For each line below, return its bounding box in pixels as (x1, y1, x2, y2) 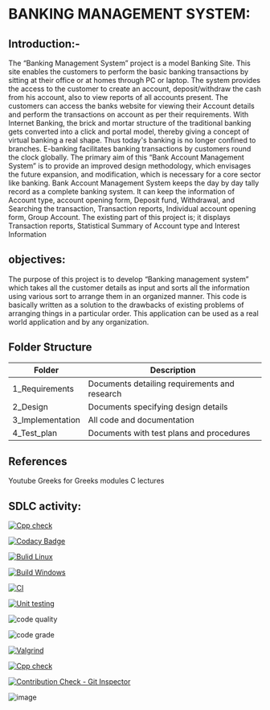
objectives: (8, 253, 66, 267)
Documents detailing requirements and (88, 378, 235, 389)
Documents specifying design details (88, 401, 228, 412)
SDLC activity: (8, 499, 82, 513)
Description (149, 364, 196, 376)
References (8, 455, 67, 468)
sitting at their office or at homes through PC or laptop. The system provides (8, 76, 261, 85)
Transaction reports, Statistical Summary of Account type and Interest (8, 221, 240, 230)
